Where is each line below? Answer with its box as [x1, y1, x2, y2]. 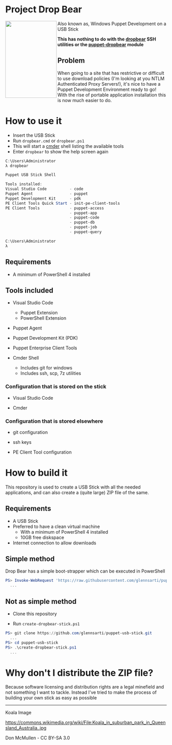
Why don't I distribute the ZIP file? [5, 667, 154, 678]
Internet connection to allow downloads [12, 540, 96, 546]
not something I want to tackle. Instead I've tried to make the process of [5, 689, 157, 696]
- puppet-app [69, 210, 97, 215]
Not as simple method [5, 597, 77, 606]
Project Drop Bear [5, 4, 82, 15]
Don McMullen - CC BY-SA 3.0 [5, 735, 70, 741]
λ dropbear [5, 163, 29, 168]
